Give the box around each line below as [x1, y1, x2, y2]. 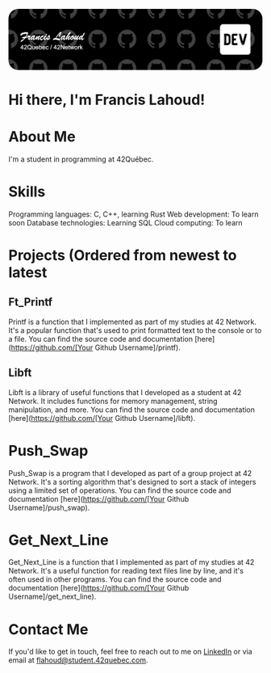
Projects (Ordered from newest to [8, 246, 237, 264]
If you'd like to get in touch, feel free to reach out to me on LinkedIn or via [8, 647, 252, 657]
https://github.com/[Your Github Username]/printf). [10, 343, 181, 352]
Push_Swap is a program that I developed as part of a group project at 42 [8, 468, 252, 477]
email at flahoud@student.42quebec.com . [8, 655, 148, 665]
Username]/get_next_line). [8, 591, 97, 602]
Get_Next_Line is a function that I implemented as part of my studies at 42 [8, 557, 255, 567]
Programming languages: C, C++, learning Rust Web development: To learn [8, 209, 259, 219]
